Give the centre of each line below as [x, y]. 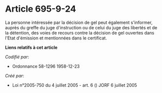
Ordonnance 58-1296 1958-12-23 [46, 66]
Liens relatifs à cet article [31, 47]
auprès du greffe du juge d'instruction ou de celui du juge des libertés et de [81, 27]
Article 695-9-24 [41, 9]
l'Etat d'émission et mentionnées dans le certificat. [56, 38]
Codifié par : [17, 56]
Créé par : [15, 75]
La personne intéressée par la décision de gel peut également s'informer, [79, 22]
